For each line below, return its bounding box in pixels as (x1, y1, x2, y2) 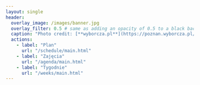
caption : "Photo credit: (11, 31, 73, 37)
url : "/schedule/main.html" (21, 48, 92, 54)
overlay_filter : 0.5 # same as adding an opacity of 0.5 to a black (11, 25, 185, 32)
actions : (11, 37, 33, 42)
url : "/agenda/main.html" (21, 59, 86, 65)
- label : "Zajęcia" (16, 53, 65, 59)
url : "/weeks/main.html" (21, 70, 84, 76)
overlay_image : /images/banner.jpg (11, 20, 100, 26)
